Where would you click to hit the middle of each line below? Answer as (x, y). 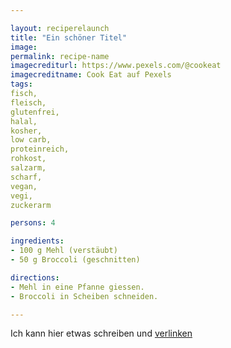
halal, (24, 121)
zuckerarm (31, 205)
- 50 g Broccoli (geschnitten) (75, 260)
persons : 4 (33, 223)
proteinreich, (40, 149)
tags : (21, 84)
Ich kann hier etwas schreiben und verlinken (101, 333)
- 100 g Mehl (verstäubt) (64, 251)
